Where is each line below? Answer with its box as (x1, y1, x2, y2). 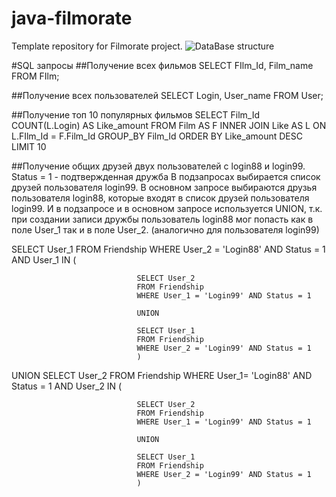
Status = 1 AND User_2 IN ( (11, 380, 123, 392)
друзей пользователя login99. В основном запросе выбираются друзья (11, 181, 318, 193)
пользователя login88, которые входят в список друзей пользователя (11, 192, 310, 204)
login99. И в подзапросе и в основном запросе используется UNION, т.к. (11, 202, 323, 214)
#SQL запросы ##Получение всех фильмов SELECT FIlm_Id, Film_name (11, 59, 314, 71)
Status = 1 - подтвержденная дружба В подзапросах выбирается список (11, 170, 321, 182)
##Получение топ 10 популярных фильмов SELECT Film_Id (11, 108, 261, 121)
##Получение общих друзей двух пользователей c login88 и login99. (11, 160, 306, 172)
